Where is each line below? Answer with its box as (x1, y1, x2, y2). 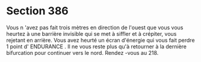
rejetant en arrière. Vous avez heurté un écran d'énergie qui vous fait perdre (6, 36, 195, 44)
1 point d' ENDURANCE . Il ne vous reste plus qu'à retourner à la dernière (6, 43, 187, 50)
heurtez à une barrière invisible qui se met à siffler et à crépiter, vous (6, 30, 177, 37)
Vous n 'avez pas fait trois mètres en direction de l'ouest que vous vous (6, 24, 184, 31)
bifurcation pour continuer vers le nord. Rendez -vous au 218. (6, 49, 159, 56)
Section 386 (6, 4, 69, 18)
